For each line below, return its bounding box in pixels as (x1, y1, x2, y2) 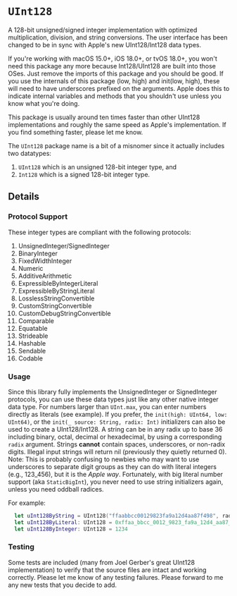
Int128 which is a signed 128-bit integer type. (18, 170, 150, 178)
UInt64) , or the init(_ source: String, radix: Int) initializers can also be (8, 418, 226, 426)
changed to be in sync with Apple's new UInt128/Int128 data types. (8, 40, 202, 49)
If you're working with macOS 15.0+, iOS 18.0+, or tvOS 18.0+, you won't (8, 54, 217, 63)
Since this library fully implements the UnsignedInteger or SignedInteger (8, 387, 217, 396)
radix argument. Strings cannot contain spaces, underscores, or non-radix (8, 439, 226, 449)
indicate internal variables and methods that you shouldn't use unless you (8, 92, 222, 100)
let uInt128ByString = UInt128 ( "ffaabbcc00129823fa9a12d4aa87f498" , (14, 512, 219, 519)
